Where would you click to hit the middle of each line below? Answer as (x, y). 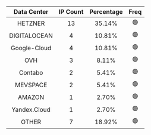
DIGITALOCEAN (31, 35)
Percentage (106, 12)
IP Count (71, 12)
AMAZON (31, 97)
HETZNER (31, 23)
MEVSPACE (31, 85)
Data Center (31, 12)
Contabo (31, 72)
